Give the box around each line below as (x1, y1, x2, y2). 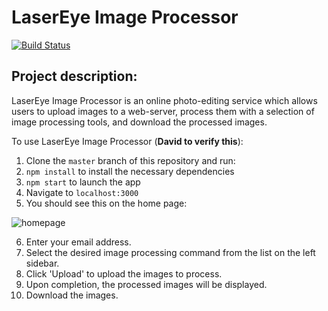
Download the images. (25, 289, 119, 301)
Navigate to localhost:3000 (25, 186, 139, 198)
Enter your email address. (25, 236, 132, 248)
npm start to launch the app (25, 176, 141, 188)
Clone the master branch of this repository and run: (25, 154, 236, 166)
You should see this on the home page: (25, 197, 188, 209)
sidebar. (25, 257, 60, 269)
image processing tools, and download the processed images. (11, 116, 268, 128)
